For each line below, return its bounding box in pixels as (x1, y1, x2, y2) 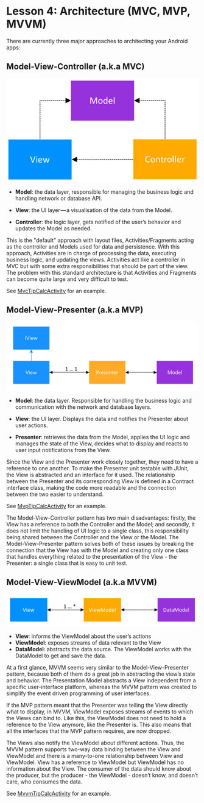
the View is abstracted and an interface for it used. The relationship (6, 471, 175, 478)
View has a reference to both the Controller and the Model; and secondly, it (6, 520, 195, 528)
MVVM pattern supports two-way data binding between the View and (6, 745, 181, 753)
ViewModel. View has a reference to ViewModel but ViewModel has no (6, 759, 185, 766)
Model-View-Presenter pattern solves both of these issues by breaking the (6, 540, 194, 547)
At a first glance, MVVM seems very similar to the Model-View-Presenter (6, 663, 189, 671)
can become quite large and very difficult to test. (6, 275, 129, 283)
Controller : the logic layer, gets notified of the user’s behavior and (15, 218, 181, 225)
